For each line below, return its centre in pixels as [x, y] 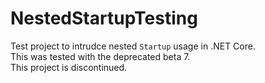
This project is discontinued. [69, 67]
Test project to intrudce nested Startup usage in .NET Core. [133, 46]
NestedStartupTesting [104, 18]
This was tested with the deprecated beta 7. [100, 56]
